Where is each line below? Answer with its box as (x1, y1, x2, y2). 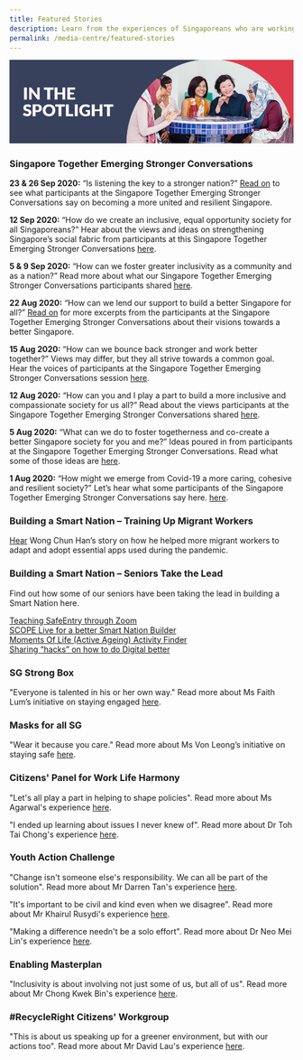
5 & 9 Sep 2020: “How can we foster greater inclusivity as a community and (9, 261, 292, 272)
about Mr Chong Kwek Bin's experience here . (9, 989, 179, 1000)
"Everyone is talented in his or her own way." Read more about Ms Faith (9, 686, 275, 697)
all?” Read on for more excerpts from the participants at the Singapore (9, 307, 271, 318)
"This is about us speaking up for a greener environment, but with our (9, 1031, 269, 1042)
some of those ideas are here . (9, 456, 121, 467)
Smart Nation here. (9, 597, 79, 609)
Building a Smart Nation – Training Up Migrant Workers (9, 515, 254, 527)
